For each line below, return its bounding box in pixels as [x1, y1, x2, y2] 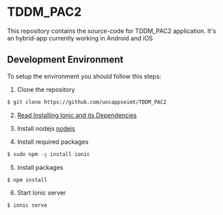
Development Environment [7, 54, 124, 66]
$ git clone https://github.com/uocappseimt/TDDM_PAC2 [7, 99, 167, 105]
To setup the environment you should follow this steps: [7, 72, 162, 80]
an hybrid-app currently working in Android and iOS [7, 34, 153, 42]
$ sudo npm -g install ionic [7, 151, 90, 157]
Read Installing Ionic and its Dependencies [16, 111, 137, 119]
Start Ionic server [16, 189, 66, 197]
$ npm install [7, 176, 48, 184]
